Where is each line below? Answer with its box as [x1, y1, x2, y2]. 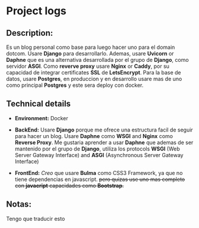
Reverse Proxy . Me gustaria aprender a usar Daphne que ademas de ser [14, 139, 194, 146]
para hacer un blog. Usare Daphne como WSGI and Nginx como [14, 132, 173, 139]
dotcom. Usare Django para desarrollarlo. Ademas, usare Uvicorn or [6, 50, 174, 57]
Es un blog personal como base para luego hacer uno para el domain [6, 43, 175, 51]
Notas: [6, 199, 31, 210]
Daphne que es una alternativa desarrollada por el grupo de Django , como [6, 57, 189, 63]
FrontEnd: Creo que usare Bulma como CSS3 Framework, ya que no [14, 169, 183, 176]
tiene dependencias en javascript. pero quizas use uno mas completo [14, 176, 185, 183]
